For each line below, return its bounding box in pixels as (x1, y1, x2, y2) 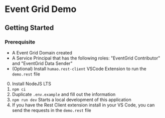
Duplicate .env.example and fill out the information (12, 91, 116, 97)
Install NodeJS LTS (12, 80, 51, 86)
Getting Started (5, 23, 54, 32)
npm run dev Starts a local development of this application (12, 96, 131, 102)
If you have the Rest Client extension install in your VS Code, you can (12, 101, 155, 108)
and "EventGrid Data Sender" (12, 60, 73, 66)
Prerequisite (5, 38, 36, 45)
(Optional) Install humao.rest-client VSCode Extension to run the (12, 65, 146, 71)
